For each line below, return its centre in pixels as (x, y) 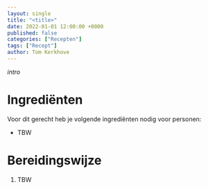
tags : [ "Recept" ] (32, 46)
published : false (32, 33)
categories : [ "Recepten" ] (44, 39)
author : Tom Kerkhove (38, 53)
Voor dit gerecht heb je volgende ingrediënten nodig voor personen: (104, 119)
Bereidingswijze (54, 161)
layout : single (29, 13)
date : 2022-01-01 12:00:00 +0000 (55, 26)
